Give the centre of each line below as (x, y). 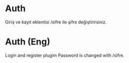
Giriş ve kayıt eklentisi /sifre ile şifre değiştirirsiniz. (56, 22)
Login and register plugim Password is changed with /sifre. (65, 55)
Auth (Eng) (28, 42)
